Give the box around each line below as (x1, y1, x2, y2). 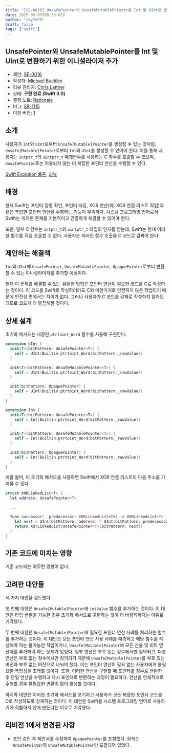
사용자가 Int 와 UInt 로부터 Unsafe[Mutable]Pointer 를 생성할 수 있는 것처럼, (5, 141, 157, 147)
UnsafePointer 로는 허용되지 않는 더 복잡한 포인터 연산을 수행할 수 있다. (5, 160, 147, 166)
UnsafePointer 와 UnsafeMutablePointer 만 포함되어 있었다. (12, 742, 131, 748)
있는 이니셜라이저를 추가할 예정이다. (16, 270, 88, 276)
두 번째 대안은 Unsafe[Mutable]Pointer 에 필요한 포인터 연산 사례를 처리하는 (5, 629, 157, 635)
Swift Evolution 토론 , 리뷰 (5, 171, 57, 177)
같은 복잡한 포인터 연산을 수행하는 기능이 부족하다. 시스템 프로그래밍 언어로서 (5, 209, 159, 215)
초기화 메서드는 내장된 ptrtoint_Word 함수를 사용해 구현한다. (5, 331, 127, 337)
